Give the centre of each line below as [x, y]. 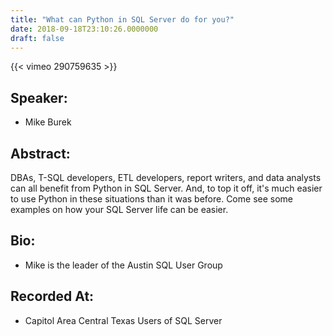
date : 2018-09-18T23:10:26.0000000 [84, 29]
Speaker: [39, 97]
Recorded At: [52, 296]
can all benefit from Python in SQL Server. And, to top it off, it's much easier [166, 188]
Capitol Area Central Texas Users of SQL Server [123, 320]
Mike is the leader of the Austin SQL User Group [123, 265]
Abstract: [40, 153]
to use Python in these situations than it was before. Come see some [151, 199]
